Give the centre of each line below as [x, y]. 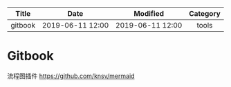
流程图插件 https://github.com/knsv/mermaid [71, 76]
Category [205, 13]
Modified [149, 13]
